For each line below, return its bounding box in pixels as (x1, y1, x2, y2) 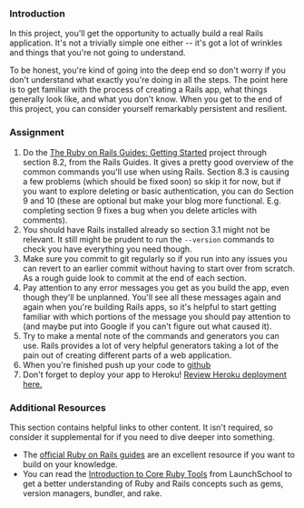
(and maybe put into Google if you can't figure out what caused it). (22, 321, 272, 332)
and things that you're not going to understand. (9, 47, 186, 58)
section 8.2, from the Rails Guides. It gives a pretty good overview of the (22, 156, 294, 167)
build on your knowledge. (22, 458, 118, 470)
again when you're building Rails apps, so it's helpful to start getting (22, 301, 277, 312)
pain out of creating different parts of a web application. (22, 349, 232, 361)
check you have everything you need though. (22, 244, 192, 254)
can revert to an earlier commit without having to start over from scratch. (22, 263, 295, 274)
